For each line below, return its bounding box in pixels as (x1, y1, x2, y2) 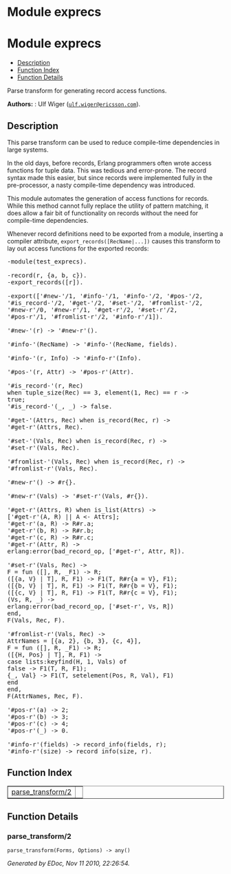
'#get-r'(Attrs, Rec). (7, 423, 84, 431)
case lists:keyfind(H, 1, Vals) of (7, 657, 127, 666)
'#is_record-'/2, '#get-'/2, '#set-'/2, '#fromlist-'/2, (7, 299, 203, 307)
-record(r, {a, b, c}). (7, 271, 87, 279)
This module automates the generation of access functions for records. (7, 194, 209, 202)
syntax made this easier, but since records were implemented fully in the (7, 173, 213, 181)
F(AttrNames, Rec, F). (7, 692, 84, 700)
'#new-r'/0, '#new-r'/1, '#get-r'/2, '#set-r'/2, (7, 306, 178, 314)
